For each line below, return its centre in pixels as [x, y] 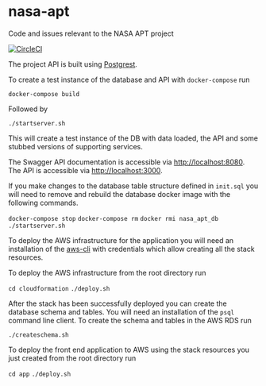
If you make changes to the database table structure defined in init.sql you [133, 186]
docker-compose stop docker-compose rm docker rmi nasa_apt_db [114, 218]
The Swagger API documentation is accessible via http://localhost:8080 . [127, 162]
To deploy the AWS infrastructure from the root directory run [107, 272]
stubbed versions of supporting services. [75, 146]
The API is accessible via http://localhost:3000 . [85, 170]
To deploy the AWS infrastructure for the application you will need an [121, 240]
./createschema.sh [39, 335]
